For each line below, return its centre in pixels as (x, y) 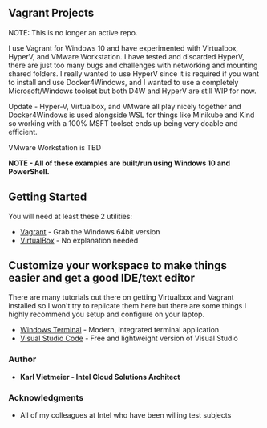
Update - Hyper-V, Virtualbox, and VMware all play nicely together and (125, 106)
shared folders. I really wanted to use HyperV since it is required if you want (133, 73)
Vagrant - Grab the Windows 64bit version (90, 231)
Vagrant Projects (51, 13)
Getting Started (48, 197)
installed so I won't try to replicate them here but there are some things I (127, 306)
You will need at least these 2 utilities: (71, 216)
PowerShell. (29, 171)
